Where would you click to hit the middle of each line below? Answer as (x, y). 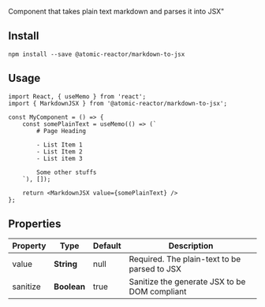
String (65, 264)
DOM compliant (158, 292)
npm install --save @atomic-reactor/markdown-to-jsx (97, 54)
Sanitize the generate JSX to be (187, 282)
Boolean (70, 287)
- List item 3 (60, 158)
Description (191, 246)
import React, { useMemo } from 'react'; (77, 96)
